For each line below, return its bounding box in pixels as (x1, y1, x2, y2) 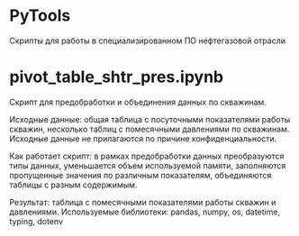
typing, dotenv (9, 215, 64, 226)
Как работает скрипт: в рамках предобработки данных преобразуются (9, 150, 285, 161)
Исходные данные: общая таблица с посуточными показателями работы (9, 113, 291, 124)
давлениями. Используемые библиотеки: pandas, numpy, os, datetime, (9, 206, 281, 217)
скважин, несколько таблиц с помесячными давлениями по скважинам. (9, 123, 290, 134)
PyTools (9, 5, 71, 26)
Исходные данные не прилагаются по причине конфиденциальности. (9, 132, 277, 144)
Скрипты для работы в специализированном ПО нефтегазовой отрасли (9, 35, 286, 46)
